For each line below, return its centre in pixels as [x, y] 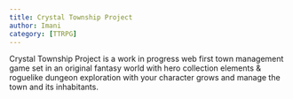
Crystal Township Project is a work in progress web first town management [146, 59]
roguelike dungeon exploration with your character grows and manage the [145, 78]
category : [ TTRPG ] [43, 34]
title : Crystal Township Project [71, 17]
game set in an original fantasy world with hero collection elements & [135, 68]
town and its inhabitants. [54, 87]
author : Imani [36, 26]
